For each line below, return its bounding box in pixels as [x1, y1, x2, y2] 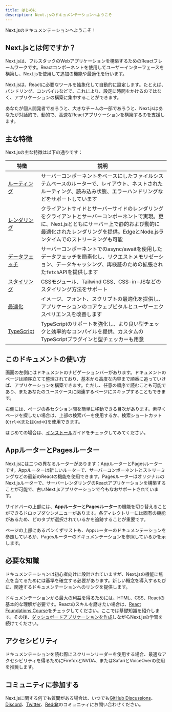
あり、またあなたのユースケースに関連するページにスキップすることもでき [5, 388, 162, 394]
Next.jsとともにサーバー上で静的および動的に [51, 221, 160, 228]
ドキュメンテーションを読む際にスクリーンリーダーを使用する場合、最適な [5, 651, 162, 657]
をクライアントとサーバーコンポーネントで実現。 [40, 213, 159, 220]
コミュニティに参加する [5, 680, 79, 689]
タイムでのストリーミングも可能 [46, 236, 123, 243]
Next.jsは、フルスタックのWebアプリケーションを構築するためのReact [5, 58, 154, 64]
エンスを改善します [56, 311, 102, 318]
